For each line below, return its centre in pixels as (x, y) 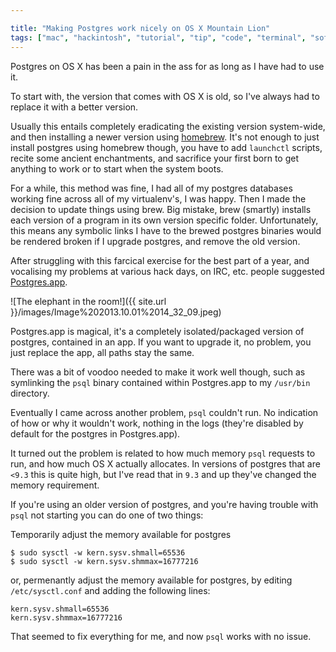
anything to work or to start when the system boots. (117, 168)
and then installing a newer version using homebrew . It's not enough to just (165, 137)
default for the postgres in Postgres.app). (95, 433)
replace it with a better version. (74, 107)
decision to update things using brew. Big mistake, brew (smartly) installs (161, 209)
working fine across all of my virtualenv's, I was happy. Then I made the (158, 198)
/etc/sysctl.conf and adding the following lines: (110, 590)
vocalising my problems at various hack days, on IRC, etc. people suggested (167, 271)
